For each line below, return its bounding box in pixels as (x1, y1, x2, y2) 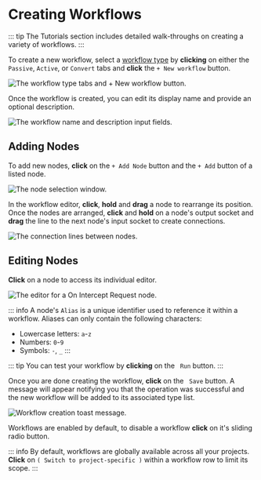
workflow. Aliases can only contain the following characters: (8, 314, 202, 323)
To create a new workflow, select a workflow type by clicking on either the (8, 55, 249, 64)
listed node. (8, 169, 46, 178)
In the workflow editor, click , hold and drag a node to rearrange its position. (8, 199, 253, 209)
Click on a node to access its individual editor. (8, 275, 157, 284)
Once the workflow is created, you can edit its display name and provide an (8, 93, 252, 103)
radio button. (8, 431, 49, 441)
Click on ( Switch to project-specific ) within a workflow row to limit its (8, 455, 248, 464)
